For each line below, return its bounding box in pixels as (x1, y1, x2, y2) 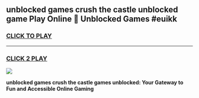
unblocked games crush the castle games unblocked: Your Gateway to (6, 78, 184, 86)
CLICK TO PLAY (6, 32, 52, 40)
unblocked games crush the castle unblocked (6, 5, 178, 15)
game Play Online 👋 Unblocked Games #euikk (6, 14, 178, 24)
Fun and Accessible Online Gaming (6, 85, 94, 92)
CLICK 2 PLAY (6, 54, 47, 62)
